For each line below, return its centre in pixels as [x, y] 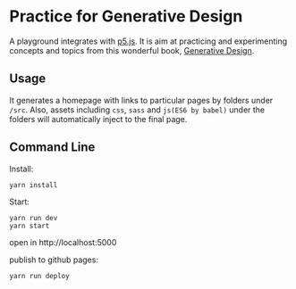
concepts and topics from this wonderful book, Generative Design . [132, 50]
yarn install [34, 185]
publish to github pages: [54, 260]
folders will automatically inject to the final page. [98, 119]
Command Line [52, 148]
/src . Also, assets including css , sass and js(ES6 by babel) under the [137, 110]
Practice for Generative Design [126, 17]
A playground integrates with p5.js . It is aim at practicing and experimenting [148, 41]
